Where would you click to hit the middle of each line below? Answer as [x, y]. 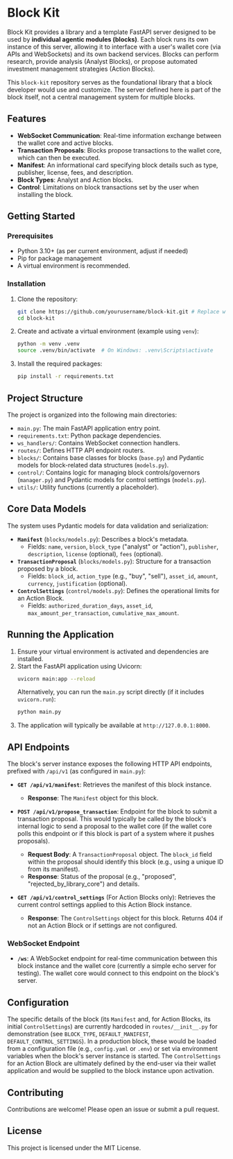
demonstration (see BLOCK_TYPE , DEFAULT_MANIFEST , [79, 1034]
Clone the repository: [48, 299]
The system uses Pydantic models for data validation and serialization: [108, 526]
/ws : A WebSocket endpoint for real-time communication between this [117, 959]
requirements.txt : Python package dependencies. [89, 436]
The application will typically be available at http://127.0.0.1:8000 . [113, 726]
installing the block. [45, 194]
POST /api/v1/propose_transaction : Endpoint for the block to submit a [117, 812]
